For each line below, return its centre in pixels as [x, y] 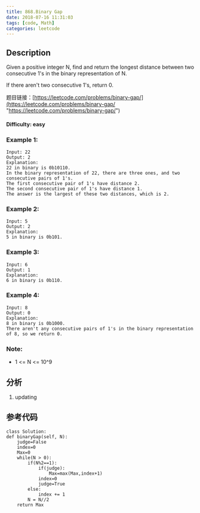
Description [28, 52]
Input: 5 [17, 221]
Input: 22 [19, 152]
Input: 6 [17, 265]
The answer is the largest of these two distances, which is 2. [88, 194]
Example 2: [23, 209]
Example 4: [23, 295]
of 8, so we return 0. [34, 334]
